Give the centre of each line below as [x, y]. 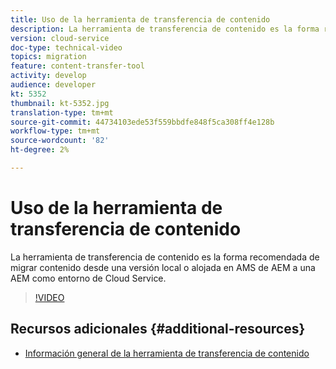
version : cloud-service [60, 38]
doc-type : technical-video [66, 47]
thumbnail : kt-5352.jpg [60, 103]
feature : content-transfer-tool [77, 66]
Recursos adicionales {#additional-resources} [158, 329]
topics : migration [48, 57]
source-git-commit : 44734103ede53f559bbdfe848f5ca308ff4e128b [142, 122]
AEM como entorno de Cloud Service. [88, 278]
